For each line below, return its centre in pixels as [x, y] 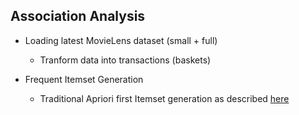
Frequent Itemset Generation [84, 79]
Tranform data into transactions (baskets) [125, 60]
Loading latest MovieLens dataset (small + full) [121, 40]
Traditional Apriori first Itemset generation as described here [164, 98]
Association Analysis [78, 16]
